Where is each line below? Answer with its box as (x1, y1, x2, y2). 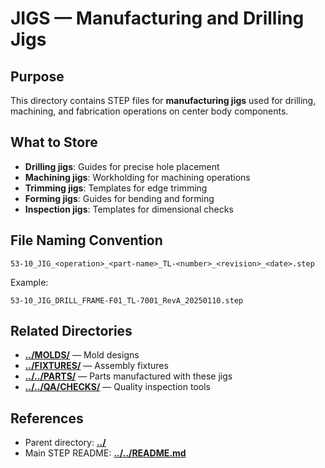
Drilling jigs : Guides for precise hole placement (24, 160, 220, 172)
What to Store (10, 134, 98, 151)
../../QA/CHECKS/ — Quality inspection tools (24, 381, 211, 393)
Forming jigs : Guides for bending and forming (24, 192, 215, 204)
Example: (10, 276, 49, 288)
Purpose (10, 68, 65, 85)
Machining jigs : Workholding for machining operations (24, 171, 251, 183)
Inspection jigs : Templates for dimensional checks (24, 203, 234, 215)
